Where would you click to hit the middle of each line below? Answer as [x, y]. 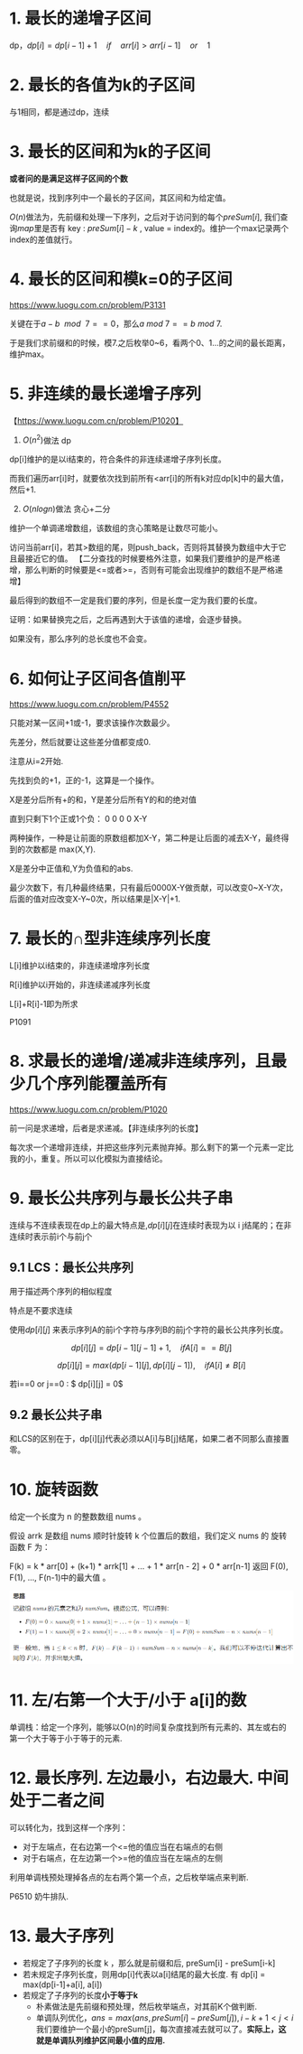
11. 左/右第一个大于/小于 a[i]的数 [128, 1700]
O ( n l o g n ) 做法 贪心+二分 [66, 509]
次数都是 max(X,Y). [60, 849]
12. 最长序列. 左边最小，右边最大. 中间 [149, 1778]
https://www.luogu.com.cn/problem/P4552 [89, 705]
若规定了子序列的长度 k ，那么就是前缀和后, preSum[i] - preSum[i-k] [149, 1963]
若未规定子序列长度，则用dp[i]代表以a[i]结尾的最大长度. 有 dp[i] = [144, 1974]
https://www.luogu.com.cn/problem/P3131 [87, 304]
